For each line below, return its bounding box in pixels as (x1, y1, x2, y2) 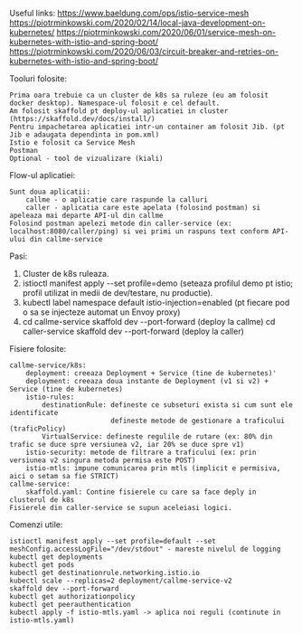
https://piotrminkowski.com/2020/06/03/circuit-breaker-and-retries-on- (9, 46, 279, 57)
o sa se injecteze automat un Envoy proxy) (22, 307, 181, 317)
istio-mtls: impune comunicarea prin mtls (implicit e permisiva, (25, 464, 281, 473)
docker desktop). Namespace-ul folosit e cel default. (9, 99, 221, 108)
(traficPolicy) (9, 424, 67, 433)
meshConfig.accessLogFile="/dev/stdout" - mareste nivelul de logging (9, 544, 281, 554)
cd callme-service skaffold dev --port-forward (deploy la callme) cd (22, 317, 276, 326)
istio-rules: (25, 393, 75, 402)
